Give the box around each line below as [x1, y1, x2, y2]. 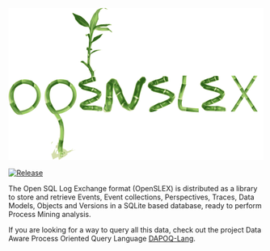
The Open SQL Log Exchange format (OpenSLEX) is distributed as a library [8, 184, 258, 193]
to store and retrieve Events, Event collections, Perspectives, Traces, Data [8, 192, 255, 202]
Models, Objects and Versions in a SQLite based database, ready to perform [8, 201, 263, 210]
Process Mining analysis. [8, 210, 91, 219]
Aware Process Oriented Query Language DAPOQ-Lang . [8, 234, 196, 243]
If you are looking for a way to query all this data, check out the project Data [8, 225, 262, 234]
